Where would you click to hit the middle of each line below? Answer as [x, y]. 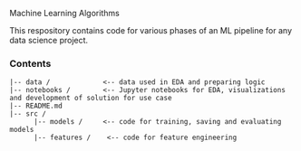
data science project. [49, 40]
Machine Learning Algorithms [64, 13]
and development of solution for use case [91, 99]
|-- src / [28, 114]
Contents [30, 63]
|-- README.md [36, 106]
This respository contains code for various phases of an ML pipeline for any [151, 30]
